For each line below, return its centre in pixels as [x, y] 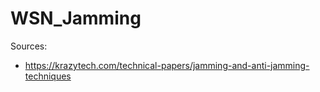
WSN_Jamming [76, 18]
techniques [48, 76]
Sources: [29, 46]
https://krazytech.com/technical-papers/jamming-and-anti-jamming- [167, 65]
